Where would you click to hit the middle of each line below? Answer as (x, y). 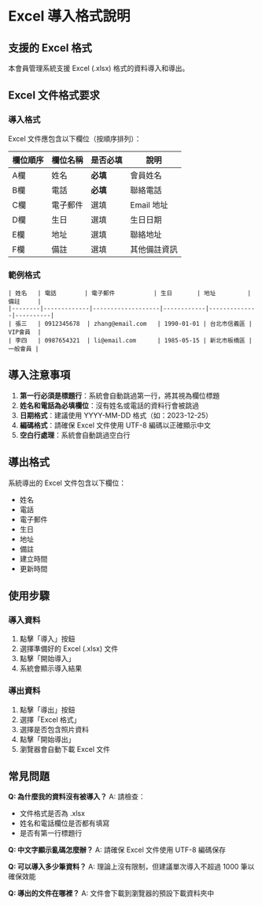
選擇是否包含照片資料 (54, 729)
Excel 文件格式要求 (54, 95)
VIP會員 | (25, 332)
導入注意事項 (39, 375)
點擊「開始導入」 (47, 659)
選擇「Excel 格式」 (50, 720)
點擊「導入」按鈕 (47, 639)
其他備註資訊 (154, 249)
